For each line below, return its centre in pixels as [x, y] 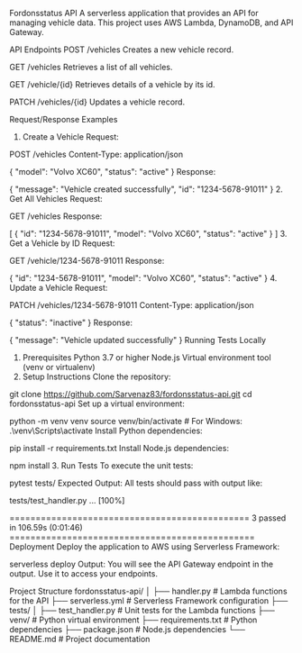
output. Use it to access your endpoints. [83, 574]
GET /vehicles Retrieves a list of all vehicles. [91, 67]
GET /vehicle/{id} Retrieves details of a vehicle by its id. [112, 84]
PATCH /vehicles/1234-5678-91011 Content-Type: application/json [132, 305]
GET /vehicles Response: [56, 216]
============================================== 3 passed [148, 518]
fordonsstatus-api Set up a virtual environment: [97, 404]
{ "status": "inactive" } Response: [71, 322]
